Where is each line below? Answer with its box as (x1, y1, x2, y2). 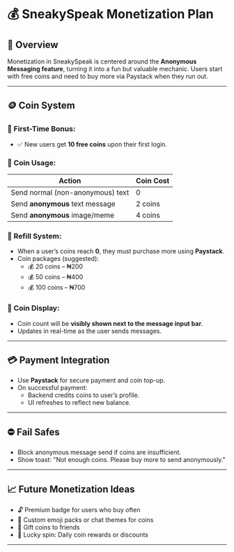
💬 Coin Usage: (7, 158, 56, 167)
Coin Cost (135, 176, 170, 186)
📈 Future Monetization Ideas (7, 483, 135, 495)
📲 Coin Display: (7, 304, 60, 313)
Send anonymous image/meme (10, 210, 115, 220)
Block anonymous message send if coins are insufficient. (17, 448, 182, 456)
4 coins (135, 210, 160, 220)
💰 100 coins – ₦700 (27, 283, 86, 292)
